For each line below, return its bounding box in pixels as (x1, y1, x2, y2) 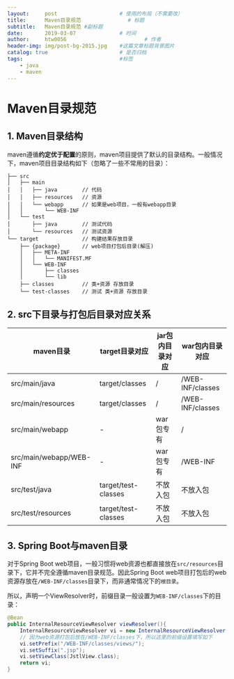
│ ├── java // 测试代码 (7, 221, 113, 227)
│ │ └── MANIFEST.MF (19, 255, 92, 262)
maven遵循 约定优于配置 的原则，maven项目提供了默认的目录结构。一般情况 (7, 150, 223, 159)
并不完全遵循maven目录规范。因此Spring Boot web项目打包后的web (31, 568, 227, 577)
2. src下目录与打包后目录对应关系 (7, 308, 151, 320)
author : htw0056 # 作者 (7, 36, 162, 43)
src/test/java (10, 485, 52, 495)
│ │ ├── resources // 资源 (7, 193, 102, 200)
